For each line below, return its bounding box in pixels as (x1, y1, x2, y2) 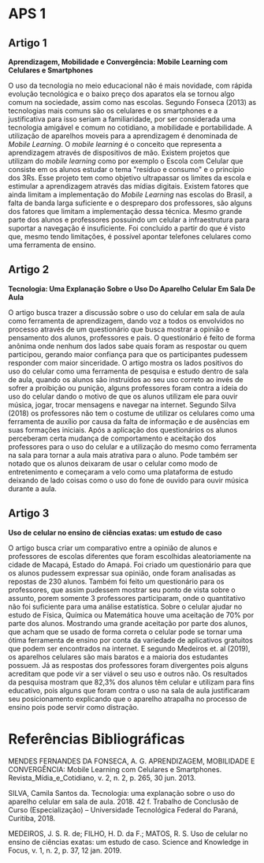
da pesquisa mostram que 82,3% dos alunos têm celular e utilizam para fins (8, 677, 255, 687)
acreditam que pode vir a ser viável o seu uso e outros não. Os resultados (8, 669, 248, 678)
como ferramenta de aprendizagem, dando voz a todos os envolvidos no (8, 316, 244, 325)
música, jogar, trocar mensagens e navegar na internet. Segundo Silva (8, 400, 236, 409)
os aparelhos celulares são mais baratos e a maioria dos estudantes (8, 652, 229, 662)
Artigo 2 (8, 263, 50, 276)
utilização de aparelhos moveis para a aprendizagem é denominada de (8, 131, 238, 141)
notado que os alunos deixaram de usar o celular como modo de (8, 459, 218, 468)
